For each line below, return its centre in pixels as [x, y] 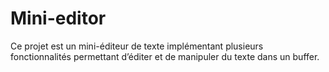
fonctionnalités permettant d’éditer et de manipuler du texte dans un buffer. [165, 56]
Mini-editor [58, 18]
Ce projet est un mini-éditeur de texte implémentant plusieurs [137, 46]
